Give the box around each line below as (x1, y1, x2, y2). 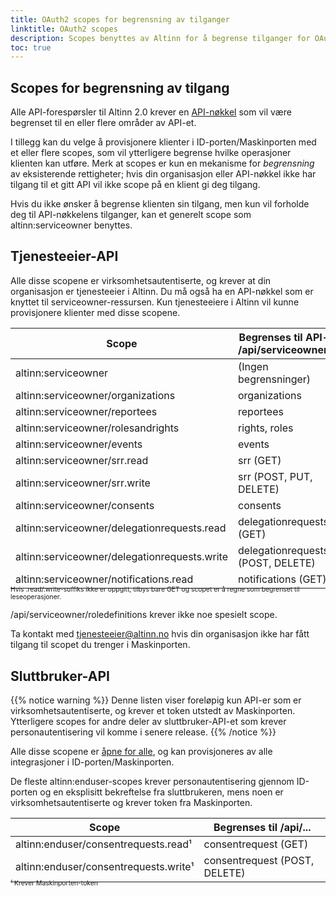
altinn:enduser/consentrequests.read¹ (15, 837, 192, 851)
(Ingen (238, 359, 269, 373)
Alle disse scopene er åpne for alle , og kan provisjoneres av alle (10, 745, 273, 757)
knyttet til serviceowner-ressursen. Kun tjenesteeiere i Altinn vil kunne (10, 296, 300, 308)
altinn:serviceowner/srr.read (15, 453, 149, 467)
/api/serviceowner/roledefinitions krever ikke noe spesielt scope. (10, 609, 278, 621)
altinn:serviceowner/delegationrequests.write (15, 549, 228, 563)
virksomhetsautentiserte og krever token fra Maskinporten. (10, 796, 253, 808)
